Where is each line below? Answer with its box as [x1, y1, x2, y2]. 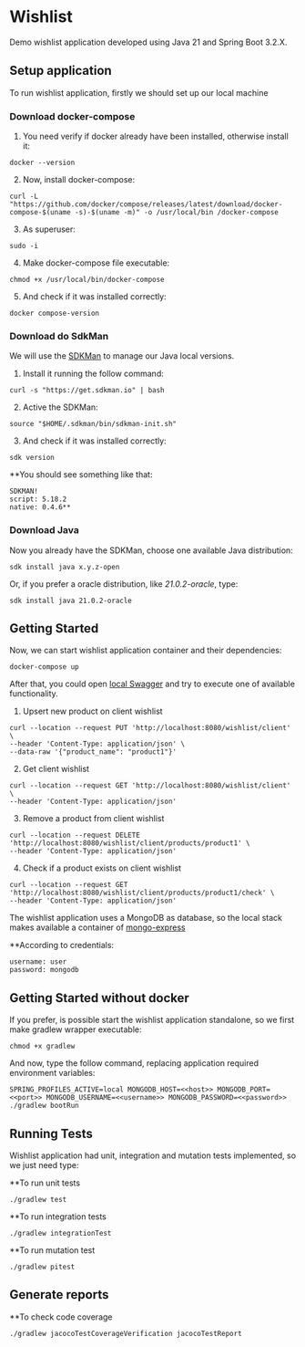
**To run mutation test [9, 1245, 96, 1256]
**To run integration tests [9, 1211, 107, 1222]
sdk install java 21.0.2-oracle [9, 596, 132, 605]
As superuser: [22, 224, 76, 235]
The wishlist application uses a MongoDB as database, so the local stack [9, 913, 283, 924]
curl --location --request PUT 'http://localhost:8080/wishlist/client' [9, 724, 291, 733]
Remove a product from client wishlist [22, 813, 165, 824]
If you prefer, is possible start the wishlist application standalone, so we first [9, 1015, 295, 1026]
